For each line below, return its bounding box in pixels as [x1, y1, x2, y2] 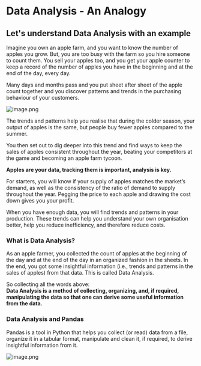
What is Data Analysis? [6, 236, 76, 245]
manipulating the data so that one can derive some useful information [6, 293, 184, 301]
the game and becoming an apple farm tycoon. [6, 154, 122, 162]
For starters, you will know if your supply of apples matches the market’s [6, 178, 186, 185]
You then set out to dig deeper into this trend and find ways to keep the [6, 142, 182, 148]
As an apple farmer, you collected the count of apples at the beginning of [6, 250, 187, 257]
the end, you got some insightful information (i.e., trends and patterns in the [6, 263, 193, 270]
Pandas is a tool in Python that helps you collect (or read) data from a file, [6, 329, 188, 336]
